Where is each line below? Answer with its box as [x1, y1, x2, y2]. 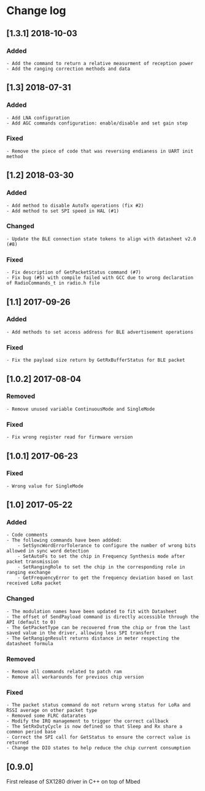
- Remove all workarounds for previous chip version [6, 674, 144, 681]
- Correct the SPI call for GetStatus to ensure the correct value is [6, 734, 191, 741]
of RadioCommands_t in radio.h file [6, 280, 100, 286]
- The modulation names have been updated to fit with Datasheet [6, 608, 177, 614]
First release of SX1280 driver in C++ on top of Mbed [6, 778, 141, 785]
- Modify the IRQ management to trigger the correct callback [6, 718, 169, 724]
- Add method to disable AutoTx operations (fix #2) [6, 202, 144, 208]
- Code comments [6, 532, 48, 538]
